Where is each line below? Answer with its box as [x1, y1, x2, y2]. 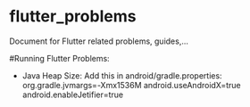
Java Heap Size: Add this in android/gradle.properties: [21, 70, 222, 81]
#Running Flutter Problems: [9, 53, 110, 63]
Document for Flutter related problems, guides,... [9, 36, 189, 46]
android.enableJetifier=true [21, 89, 124, 100]
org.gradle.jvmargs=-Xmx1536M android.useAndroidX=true [21, 79, 241, 90]
